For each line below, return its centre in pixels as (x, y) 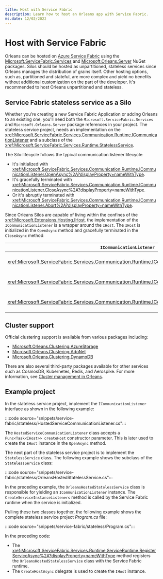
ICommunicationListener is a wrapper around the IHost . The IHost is (73, 225)
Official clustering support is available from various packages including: (77, 337)
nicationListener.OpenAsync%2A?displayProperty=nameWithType (78, 174)
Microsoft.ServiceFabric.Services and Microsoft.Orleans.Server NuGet (75, 61)
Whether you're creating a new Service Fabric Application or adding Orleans (81, 114)
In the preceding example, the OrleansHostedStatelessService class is (75, 487)
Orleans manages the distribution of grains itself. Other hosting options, (76, 72)
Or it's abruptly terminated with (43, 195)
